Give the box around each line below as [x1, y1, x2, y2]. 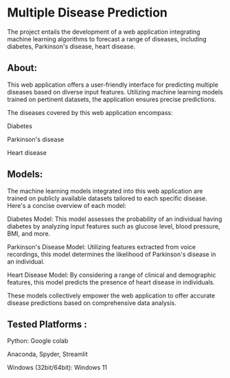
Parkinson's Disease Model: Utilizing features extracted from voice [7, 242, 196, 251]
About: [7, 62, 38, 74]
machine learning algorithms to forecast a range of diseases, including [7, 34, 207, 43]
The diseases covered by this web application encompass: [7, 108, 173, 116]
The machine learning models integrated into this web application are [7, 187, 203, 195]
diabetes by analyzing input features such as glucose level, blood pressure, [7, 222, 221, 230]
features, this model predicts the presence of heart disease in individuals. [7, 277, 215, 286]
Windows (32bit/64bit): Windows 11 [7, 364, 108, 372]
